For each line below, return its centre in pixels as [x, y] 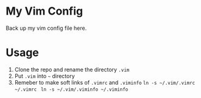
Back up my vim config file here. [46, 28]
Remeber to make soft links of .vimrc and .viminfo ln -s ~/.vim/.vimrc [105, 82]
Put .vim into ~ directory [45, 76]
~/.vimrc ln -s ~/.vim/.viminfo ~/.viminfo [71, 89]
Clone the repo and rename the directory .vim [72, 69]
